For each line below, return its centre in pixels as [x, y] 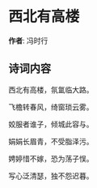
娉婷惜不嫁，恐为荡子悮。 [51, 158]
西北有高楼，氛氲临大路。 [51, 89]
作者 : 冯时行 [28, 41]
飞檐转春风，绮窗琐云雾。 [51, 107]
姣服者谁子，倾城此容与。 [51, 124]
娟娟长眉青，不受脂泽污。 [51, 141]
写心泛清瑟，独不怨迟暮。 [51, 176]
